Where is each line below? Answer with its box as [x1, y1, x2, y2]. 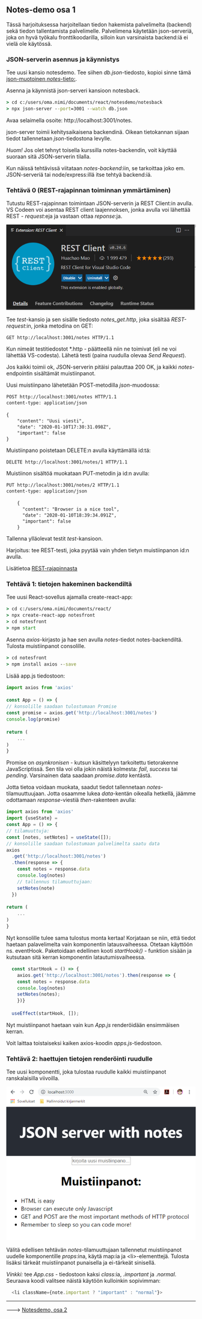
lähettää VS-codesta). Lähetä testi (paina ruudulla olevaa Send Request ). [6, 352, 186, 359]
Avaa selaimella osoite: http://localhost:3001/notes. [6, 116, 133, 124]
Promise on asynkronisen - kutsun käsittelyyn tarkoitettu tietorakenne [6, 759, 179, 766]
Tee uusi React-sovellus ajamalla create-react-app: [6, 594, 133, 601]
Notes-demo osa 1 [6, 5, 76, 15]
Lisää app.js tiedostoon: [6, 672, 66, 679]
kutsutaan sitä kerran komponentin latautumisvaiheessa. [6, 953, 146, 961]
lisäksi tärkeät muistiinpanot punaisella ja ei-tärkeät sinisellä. [6, 1259, 156, 1266]
